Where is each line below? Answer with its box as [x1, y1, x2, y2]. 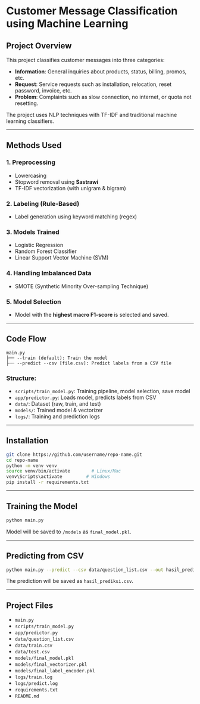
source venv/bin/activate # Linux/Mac [6, 468, 121, 474]
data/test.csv [14, 649, 50, 655]
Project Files [6, 600, 54, 610]
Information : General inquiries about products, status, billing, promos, [14, 68, 187, 75]
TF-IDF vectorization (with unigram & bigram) [14, 184, 126, 192]
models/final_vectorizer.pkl [14, 662, 87, 668]
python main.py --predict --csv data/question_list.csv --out [6, 567, 164, 573]
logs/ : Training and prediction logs [14, 413, 100, 420]
